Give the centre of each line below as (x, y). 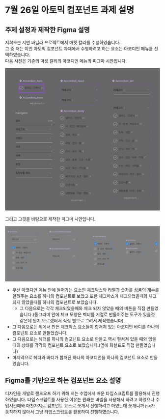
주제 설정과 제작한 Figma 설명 (47, 30)
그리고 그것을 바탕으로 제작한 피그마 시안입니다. (50, 219)
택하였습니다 (17, 55)
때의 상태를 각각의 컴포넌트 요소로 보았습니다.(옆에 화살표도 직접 (73, 345)
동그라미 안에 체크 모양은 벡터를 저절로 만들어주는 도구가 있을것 (95, 314)
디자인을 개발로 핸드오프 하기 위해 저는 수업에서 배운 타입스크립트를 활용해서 (78, 393)
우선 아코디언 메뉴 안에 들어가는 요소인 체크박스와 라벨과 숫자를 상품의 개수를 (86, 290)
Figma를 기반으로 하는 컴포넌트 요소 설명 (63, 380)
